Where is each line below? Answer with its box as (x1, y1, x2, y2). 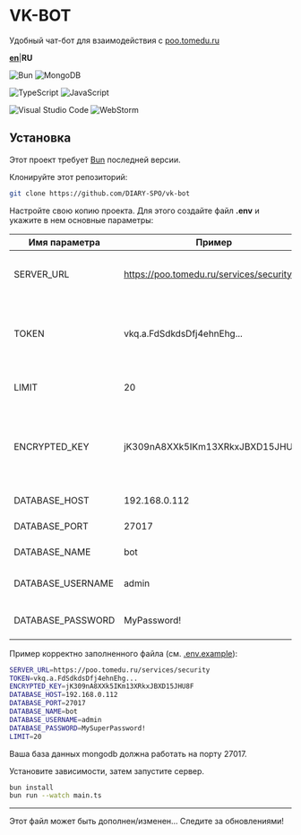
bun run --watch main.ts (9, 791, 102, 800)
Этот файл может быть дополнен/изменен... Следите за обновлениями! (9, 816, 285, 827)
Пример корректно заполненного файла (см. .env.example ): (9, 648, 238, 659)
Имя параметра (28, 236, 101, 248)
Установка (9, 131, 72, 146)
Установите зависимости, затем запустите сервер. (9, 765, 204, 776)
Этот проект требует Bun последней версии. (9, 154, 181, 165)
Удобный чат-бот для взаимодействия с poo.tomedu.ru (9, 35, 220, 46)
